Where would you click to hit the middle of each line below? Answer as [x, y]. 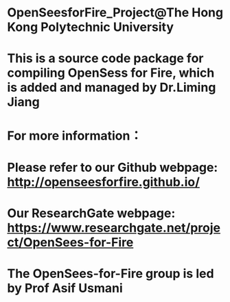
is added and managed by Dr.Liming [112, 88]
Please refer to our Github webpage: [113, 167]
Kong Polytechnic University [90, 27]
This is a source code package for [105, 59]
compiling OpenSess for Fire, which [111, 73]
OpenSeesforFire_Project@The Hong [115, 13]
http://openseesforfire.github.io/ [104, 182]
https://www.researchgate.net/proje [114, 228]
